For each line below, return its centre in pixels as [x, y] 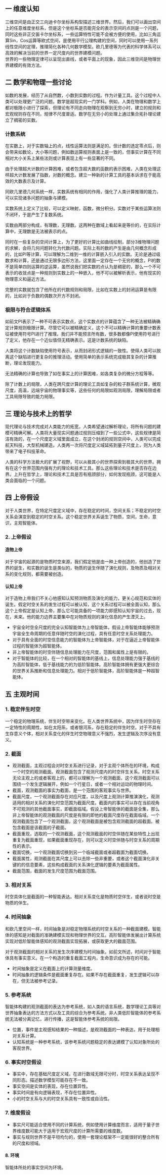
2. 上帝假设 [18, 537]
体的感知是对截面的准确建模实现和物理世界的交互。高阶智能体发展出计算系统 [83, 935]
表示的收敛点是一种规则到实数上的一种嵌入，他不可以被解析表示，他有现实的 [83, 273]
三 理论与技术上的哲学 [38, 414]
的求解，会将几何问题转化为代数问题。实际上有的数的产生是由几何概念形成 [81, 248]
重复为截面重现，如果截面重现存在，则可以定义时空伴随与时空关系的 [82, 840]
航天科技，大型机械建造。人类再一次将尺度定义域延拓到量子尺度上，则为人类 [83, 445]
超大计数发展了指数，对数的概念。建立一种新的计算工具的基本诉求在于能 [83, 175]
